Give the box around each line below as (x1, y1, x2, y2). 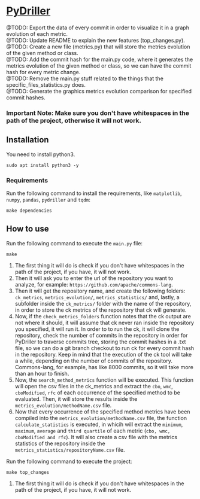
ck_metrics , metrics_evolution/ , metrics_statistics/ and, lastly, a (14, 293, 180, 300)
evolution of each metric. (6, 30, 68, 37)
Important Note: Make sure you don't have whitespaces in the (6, 109, 190, 117)
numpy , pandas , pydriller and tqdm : (6, 196, 91, 203)
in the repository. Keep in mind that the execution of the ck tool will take (14, 351, 192, 358)
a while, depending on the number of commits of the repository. (14, 357, 172, 364)
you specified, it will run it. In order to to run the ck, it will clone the (14, 325, 180, 333)
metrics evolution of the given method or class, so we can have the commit (6, 62, 192, 69)
